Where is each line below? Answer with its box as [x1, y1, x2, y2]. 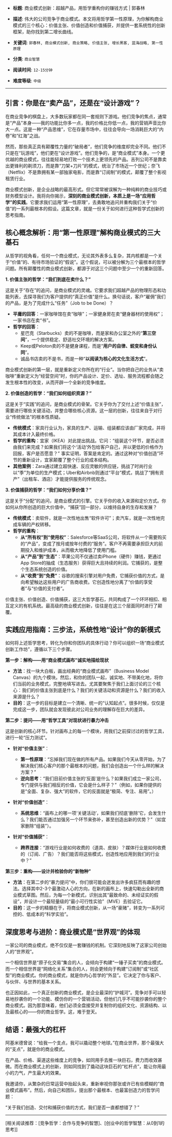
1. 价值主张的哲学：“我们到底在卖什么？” [5, 276, 91, 282]
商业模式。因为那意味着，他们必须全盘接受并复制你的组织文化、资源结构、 [5, 1002, 162, 1009]
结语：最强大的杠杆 [5, 1025, 66, 1034]
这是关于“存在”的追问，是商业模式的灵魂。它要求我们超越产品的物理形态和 [5, 287, 162, 293]
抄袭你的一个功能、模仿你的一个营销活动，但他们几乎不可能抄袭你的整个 [14, 996, 167, 1002]
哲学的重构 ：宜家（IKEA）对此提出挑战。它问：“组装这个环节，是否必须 [12, 437, 164, 443]
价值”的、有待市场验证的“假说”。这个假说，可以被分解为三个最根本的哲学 [12, 259, 166, 265]
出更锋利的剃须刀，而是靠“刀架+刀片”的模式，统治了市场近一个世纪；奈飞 [5, 162, 160, 168]
